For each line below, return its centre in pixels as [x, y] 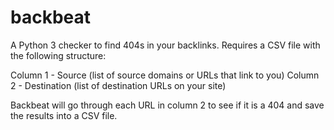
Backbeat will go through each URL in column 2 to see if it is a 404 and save [167, 105]
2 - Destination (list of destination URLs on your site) [118, 85]
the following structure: [58, 55]
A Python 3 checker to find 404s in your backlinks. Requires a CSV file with [165, 45]
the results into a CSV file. [64, 115]
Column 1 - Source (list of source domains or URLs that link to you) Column [165, 75]
